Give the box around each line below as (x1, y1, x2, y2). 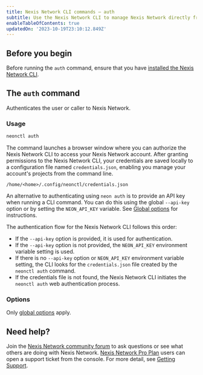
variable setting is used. (14, 248, 75, 255)
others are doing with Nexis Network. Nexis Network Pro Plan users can (6, 349, 185, 356)
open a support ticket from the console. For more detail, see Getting (6, 356, 175, 363)
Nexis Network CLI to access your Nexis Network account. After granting (6, 151, 188, 158)
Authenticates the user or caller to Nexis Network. (6, 104, 131, 111)
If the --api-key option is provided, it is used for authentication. (14, 235, 173, 242)
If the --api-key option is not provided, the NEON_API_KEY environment (14, 242, 187, 249)
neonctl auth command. (14, 267, 76, 274)
